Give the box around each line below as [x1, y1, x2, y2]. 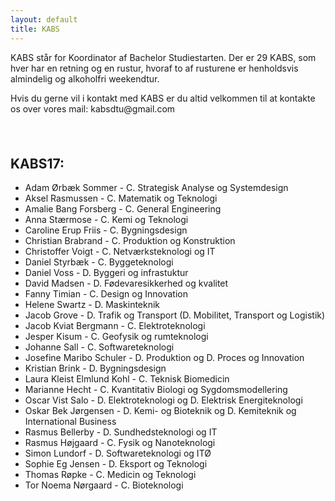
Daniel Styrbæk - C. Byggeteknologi [24, 256, 174, 268]
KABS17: [10, 155, 65, 172]
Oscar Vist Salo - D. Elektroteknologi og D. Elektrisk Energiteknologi [24, 394, 303, 406]
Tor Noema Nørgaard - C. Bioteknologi [24, 479, 184, 491]
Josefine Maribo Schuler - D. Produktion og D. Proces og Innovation [24, 352, 305, 364]
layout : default [10, 14, 78, 25]
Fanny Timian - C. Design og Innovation [24, 288, 188, 300]
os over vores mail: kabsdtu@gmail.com [10, 102, 176, 115]
